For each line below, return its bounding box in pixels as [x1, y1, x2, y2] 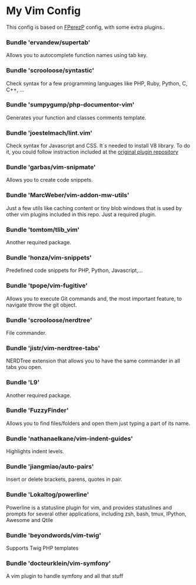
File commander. [6, 329, 47, 336]
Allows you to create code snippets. [6, 177, 93, 184]
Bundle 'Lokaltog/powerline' [6, 490, 89, 498]
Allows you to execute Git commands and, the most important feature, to [6, 295, 182, 302]
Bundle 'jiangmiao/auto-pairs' [6, 463, 94, 471]
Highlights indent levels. [6, 448, 65, 455]
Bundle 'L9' [6, 378, 40, 387]
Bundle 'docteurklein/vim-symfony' [6, 559, 111, 567]
